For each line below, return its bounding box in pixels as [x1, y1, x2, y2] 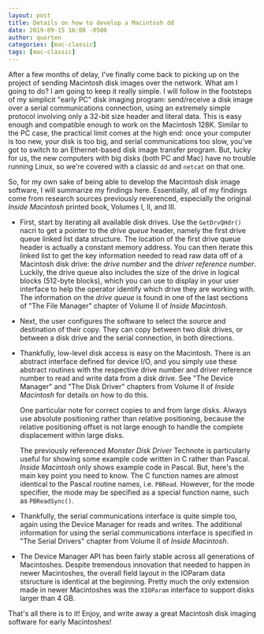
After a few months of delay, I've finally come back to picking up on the [8, 70, 240, 79]
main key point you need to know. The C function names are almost [19, 471, 239, 480]
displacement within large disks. [19, 431, 125, 439]
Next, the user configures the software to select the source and [19, 317, 226, 325]
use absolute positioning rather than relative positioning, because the [19, 414, 245, 423]
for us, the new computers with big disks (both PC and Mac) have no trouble [8, 154, 256, 162]
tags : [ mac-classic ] [8, 48, 76, 56]
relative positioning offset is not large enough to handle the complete [19, 422, 244, 432]
